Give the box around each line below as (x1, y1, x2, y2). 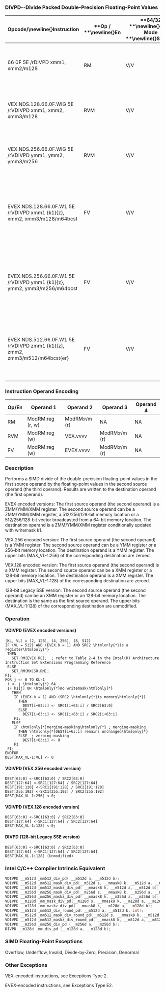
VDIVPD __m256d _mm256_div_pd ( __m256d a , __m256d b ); (5, 922, 120, 927)
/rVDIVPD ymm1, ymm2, (7, 152, 64, 159)
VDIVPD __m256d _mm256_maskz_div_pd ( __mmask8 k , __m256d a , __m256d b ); (5, 894, 160, 899)
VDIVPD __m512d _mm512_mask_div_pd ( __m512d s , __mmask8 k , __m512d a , (5, 881, 153, 886)
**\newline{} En (83, 29, 121, 36)
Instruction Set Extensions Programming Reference (5, 660, 111, 665)
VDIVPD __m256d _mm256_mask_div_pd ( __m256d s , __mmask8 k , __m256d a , (5, 889, 153, 895)
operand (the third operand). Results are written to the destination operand (5, 486, 156, 492)
